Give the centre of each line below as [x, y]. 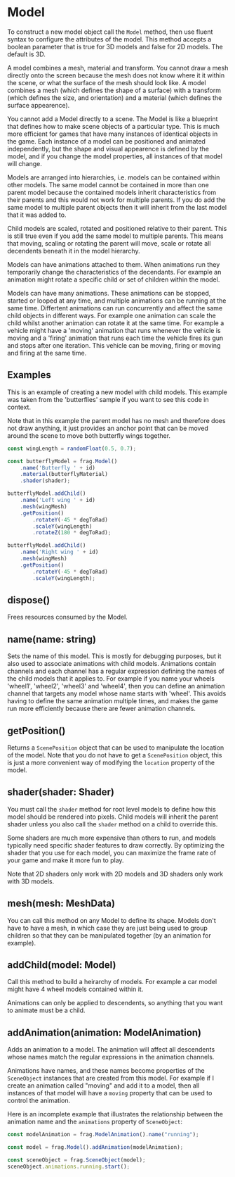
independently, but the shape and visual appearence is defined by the [108, 149]
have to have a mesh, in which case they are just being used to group [108, 928]
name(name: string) [52, 639]
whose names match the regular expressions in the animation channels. [111, 1057]
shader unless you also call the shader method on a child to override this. [113, 824]
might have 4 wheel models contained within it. [75, 989]
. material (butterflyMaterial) [64, 474]
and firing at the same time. [47, 353]
